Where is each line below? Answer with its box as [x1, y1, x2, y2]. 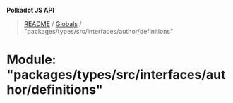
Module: [6, 52, 56, 68]
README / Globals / [23, 20, 82, 28]
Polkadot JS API [6, 6, 54, 14]
